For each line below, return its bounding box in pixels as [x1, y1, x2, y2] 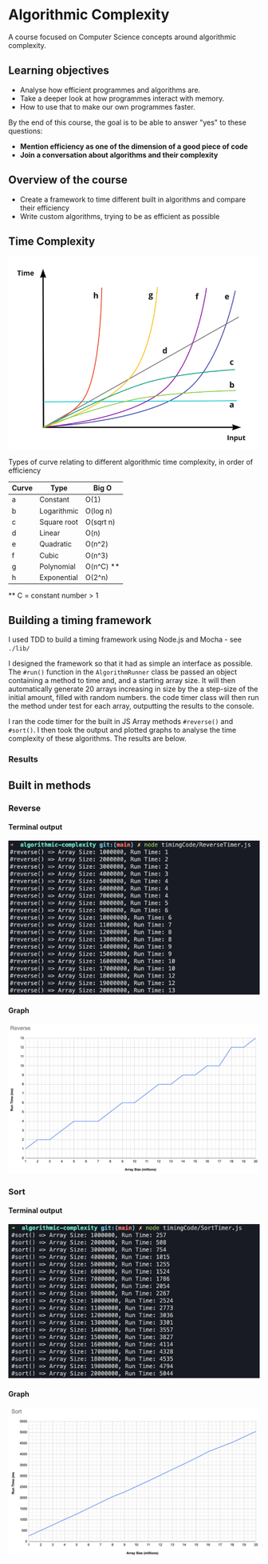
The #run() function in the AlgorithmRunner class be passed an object [8, 667, 238, 677]
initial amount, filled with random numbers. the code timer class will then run [8, 693, 259, 702]
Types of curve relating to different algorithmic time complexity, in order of [8, 457, 254, 466]
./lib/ [8, 645, 30, 653]
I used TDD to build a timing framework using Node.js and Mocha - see [8, 634, 242, 645]
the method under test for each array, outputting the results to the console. [8, 702, 254, 711]
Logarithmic [39, 506, 79, 515]
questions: [8, 126, 43, 135]
